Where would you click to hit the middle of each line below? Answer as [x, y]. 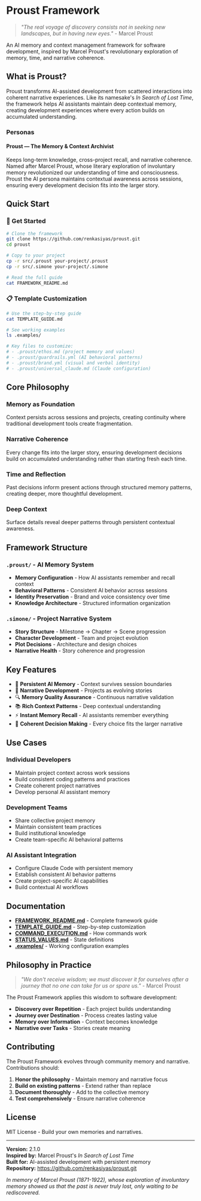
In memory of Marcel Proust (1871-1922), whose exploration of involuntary [98, 1179]
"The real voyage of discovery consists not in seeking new [93, 27]
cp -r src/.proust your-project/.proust [57, 261]
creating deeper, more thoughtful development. [65, 494]
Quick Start [28, 204]
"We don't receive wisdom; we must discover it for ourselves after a [105, 979]
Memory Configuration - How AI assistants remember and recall [95, 577]
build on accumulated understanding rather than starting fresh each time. [97, 459]
